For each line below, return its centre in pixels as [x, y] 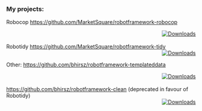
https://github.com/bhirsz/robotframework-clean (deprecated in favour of [97, 89]
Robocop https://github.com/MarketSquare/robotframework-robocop [92, 22]
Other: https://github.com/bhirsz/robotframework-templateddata [86, 65]
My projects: [25, 9]
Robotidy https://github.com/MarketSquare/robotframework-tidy [86, 46]
